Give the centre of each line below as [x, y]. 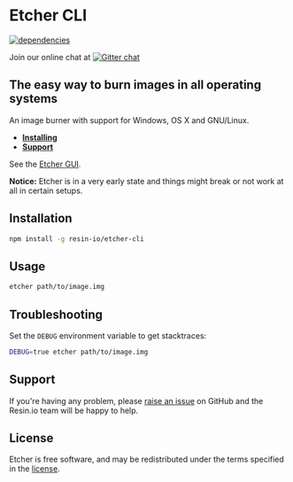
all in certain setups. [46, 190]
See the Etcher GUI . [45, 164]
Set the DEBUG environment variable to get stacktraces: [108, 335]
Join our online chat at [50, 57]
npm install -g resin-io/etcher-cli [77, 239]
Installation [41, 218]
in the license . [35, 469]
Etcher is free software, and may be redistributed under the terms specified [147, 459]
